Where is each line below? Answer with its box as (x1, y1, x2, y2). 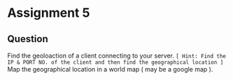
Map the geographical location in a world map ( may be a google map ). (7, 65, 213, 73)
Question (7, 33, 48, 45)
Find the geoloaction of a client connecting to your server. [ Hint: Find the (7, 51, 226, 60)
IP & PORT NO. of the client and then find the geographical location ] (7, 59, 224, 66)
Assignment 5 (7, 5, 90, 21)
